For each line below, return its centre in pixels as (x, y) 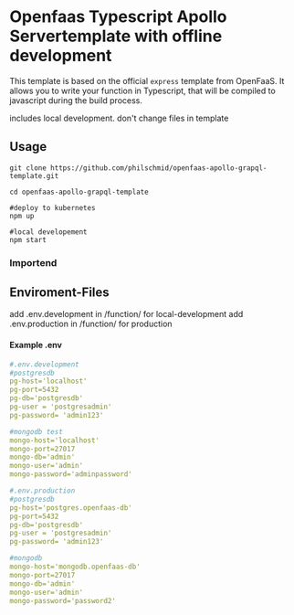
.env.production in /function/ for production (91, 324)
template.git (34, 175)
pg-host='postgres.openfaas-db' (71, 508)
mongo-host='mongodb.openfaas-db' (75, 567)
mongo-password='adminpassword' (71, 474)
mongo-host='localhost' (55, 440)
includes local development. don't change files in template (119, 118)
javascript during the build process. (76, 100)
